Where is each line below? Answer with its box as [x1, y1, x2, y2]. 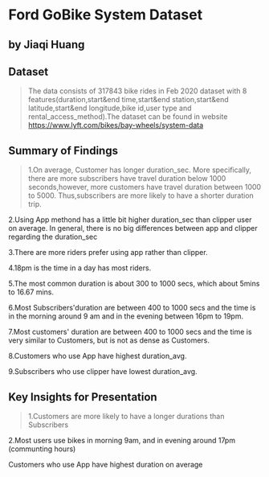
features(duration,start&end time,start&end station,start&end [27, 95, 229, 105]
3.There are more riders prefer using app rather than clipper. [8, 248, 208, 257]
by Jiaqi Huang [8, 38, 85, 51]
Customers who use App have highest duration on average [8, 460, 203, 470]
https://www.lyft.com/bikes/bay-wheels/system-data [27, 121, 204, 130]
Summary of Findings [8, 143, 119, 158]
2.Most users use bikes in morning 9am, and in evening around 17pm [8, 436, 235, 446]
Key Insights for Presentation [8, 390, 158, 404]
